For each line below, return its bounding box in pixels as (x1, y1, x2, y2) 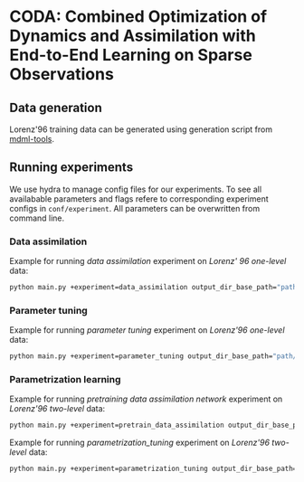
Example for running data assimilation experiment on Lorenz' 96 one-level (9, 256, 287, 267)
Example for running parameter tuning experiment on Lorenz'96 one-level (9, 325, 285, 336)
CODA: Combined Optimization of (9, 6, 268, 27)
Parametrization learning (9, 373, 121, 386)
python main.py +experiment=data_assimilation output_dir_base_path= (9, 283, 278, 292)
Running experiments (9, 160, 134, 175)
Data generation (9, 99, 102, 115)
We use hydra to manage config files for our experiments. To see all (9, 184, 262, 194)
